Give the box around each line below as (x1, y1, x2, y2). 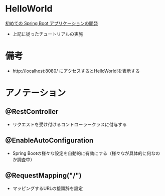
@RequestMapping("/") (5, 171, 82, 180)
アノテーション (5, 87, 66, 99)
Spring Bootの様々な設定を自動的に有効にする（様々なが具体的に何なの (12, 150, 160, 156)
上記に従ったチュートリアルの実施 (12, 31, 83, 37)
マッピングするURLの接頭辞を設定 (12, 185, 83, 191)
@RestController (5, 107, 59, 116)
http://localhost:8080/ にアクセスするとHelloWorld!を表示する (12, 68, 140, 74)
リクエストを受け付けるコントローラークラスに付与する (12, 121, 127, 127)
